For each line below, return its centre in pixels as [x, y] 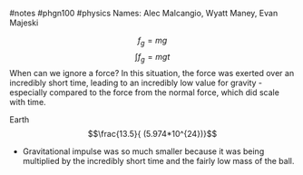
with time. [28, 102]
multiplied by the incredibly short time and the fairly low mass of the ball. [158, 160]
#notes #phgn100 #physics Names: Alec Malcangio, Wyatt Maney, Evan [144, 13]
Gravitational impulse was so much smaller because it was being [143, 151]
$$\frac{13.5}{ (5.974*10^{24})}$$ [152, 133]
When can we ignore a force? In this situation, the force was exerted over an [152, 73]
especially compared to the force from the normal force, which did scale [144, 92]
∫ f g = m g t [152, 58]
